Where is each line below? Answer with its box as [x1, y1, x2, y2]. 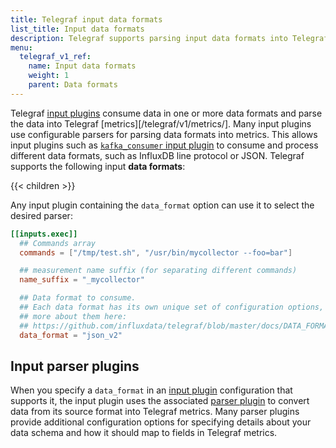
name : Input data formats [28, 61, 137, 71]
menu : [10, 42, 33, 53]
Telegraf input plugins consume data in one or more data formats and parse [10, 107, 323, 119]
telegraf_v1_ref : [19, 52, 92, 62]
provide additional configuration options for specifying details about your [10, 416, 312, 428]
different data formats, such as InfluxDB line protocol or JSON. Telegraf [10, 149, 305, 161]
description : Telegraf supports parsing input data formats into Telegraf [10, 33, 329, 43]
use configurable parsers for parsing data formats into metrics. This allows [10, 128, 318, 140]
